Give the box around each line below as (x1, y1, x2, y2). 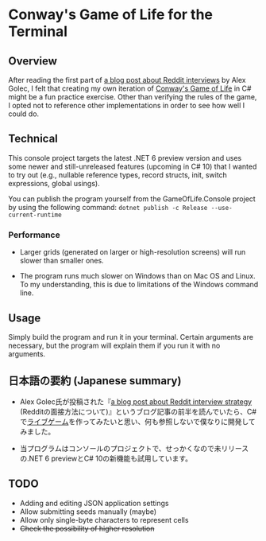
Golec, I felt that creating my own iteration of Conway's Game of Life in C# (8, 84, 252, 93)
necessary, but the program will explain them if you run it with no (8, 341, 221, 350)
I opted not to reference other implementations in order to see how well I (8, 101, 245, 110)
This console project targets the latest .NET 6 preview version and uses (8, 153, 242, 162)
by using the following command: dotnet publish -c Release (8, 202, 208, 212)
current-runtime (8, 211, 62, 219)
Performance (8, 229, 61, 240)
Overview (8, 54, 58, 68)
